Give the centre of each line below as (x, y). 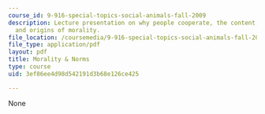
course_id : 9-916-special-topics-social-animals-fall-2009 (107, 15)
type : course (30, 67)
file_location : (33, 37)
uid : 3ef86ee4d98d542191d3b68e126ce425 (74, 74)
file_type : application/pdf (54, 45)
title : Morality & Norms (49, 60)
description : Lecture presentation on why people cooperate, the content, (134, 23)
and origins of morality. (58, 30)
